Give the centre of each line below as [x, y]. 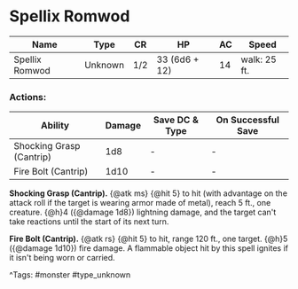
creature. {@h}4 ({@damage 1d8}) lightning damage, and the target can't [143, 212]
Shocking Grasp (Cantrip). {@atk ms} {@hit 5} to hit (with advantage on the [149, 193]
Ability [55, 126]
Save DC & [176, 120]
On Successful [247, 120]
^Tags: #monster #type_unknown [70, 275]
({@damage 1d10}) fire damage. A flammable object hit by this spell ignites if [149, 248]
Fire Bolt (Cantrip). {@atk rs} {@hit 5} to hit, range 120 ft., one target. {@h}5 [149, 239]
